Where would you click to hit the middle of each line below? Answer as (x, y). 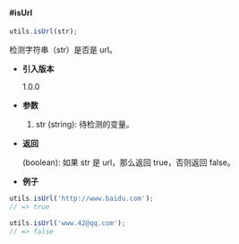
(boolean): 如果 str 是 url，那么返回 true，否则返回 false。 (128, 162)
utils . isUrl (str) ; (43, 31)
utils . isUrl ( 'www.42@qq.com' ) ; (68, 223)
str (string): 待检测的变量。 (85, 125)
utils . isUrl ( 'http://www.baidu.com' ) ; (81, 199)
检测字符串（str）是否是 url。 (64, 50)
